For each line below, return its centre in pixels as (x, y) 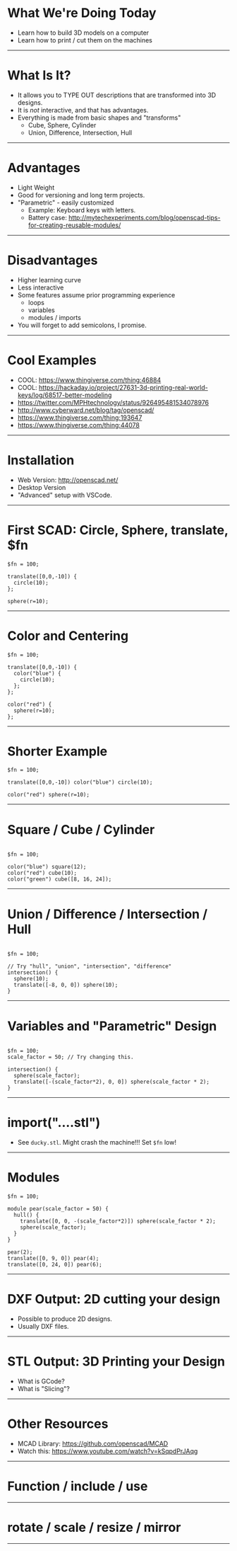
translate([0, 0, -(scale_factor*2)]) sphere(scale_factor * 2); (118, 1221)
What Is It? (39, 75)
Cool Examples (52, 360)
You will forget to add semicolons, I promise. (82, 325)
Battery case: (47, 217)
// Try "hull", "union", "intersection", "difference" (90, 967)
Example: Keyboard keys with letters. (82, 210)
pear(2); (20, 1252)
